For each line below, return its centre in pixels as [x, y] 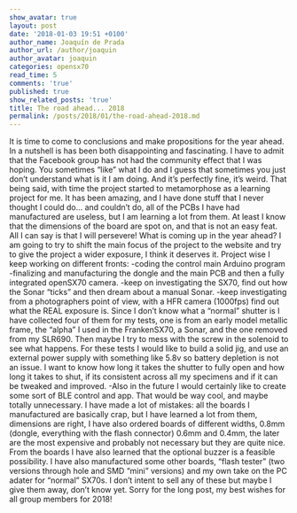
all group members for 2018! [61, 499]
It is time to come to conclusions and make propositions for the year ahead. [147, 142]
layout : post [33, 26]
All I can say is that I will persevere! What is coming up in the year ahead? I [145, 236]
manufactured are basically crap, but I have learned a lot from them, [133, 415]
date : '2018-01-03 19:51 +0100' [69, 34]
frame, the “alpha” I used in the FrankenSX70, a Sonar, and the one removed [148, 330]
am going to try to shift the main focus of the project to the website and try [145, 245]
